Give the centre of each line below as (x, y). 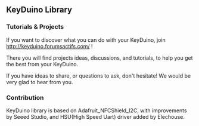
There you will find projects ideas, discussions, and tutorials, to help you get (99, 58)
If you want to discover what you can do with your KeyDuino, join (86, 40)
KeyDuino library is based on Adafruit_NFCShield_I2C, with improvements (97, 110)
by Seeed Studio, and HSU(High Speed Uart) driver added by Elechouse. (95, 116)
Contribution (25, 97)
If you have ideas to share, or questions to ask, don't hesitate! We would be (99, 76)
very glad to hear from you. (40, 82)
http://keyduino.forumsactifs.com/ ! (50, 46)
